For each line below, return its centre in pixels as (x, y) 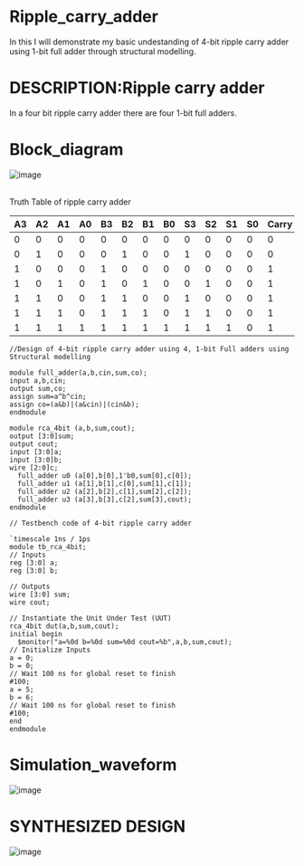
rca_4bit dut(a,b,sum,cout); (64, 626)
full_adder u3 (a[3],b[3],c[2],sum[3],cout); (105, 500)
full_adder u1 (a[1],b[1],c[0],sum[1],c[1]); (105, 483)
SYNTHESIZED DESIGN (98, 826)
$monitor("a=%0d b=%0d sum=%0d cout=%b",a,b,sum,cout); (125, 642)
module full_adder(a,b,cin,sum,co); (78, 373)
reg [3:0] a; (34, 563)
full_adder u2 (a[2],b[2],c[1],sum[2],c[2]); (105, 491)
